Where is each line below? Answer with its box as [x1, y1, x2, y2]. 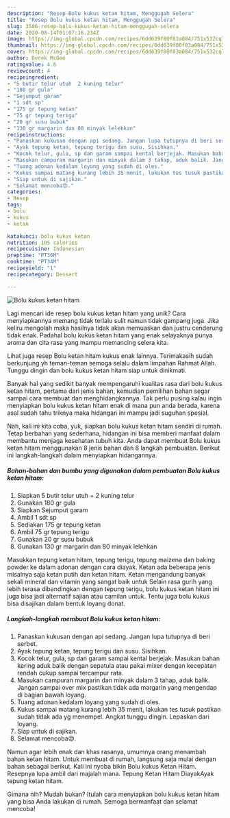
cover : [7, 49, 26, 56]
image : [7, 36, 26, 43]
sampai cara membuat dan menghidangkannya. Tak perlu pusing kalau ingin [7, 394, 222, 402]
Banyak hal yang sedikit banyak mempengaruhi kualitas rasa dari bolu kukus [7, 379, 222, 387]
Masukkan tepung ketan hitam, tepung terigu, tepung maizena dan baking [7, 555, 216, 564]
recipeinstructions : [7, 131, 66, 138]
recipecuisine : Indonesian [7, 245, 84, 252]
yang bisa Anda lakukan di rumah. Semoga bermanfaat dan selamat [7, 797, 198, 806]
